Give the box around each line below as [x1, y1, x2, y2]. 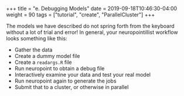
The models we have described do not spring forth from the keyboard [6, 23, 175, 29]
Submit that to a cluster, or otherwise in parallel [14, 84, 129, 90]
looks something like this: [6, 35, 67, 42]
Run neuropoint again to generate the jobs [14, 77, 117, 84]
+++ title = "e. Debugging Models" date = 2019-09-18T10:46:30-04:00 [6, 5, 178, 12]
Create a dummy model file [14, 53, 80, 59]
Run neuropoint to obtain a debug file [14, 65, 105, 72]
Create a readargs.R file [14, 59, 72, 66]
